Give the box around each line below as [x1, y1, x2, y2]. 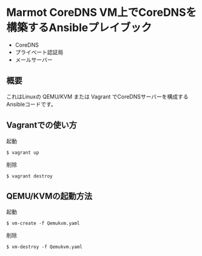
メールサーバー [15, 56, 53, 63]
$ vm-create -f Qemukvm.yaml [6, 220, 80, 227]
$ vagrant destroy [6, 173, 53, 179]
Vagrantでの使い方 [6, 120, 78, 131]
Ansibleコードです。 [6, 100, 56, 108]
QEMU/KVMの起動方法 [6, 191, 93, 201]
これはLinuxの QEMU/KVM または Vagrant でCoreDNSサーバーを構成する [6, 92, 189, 100]
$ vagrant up [6, 150, 39, 156]
